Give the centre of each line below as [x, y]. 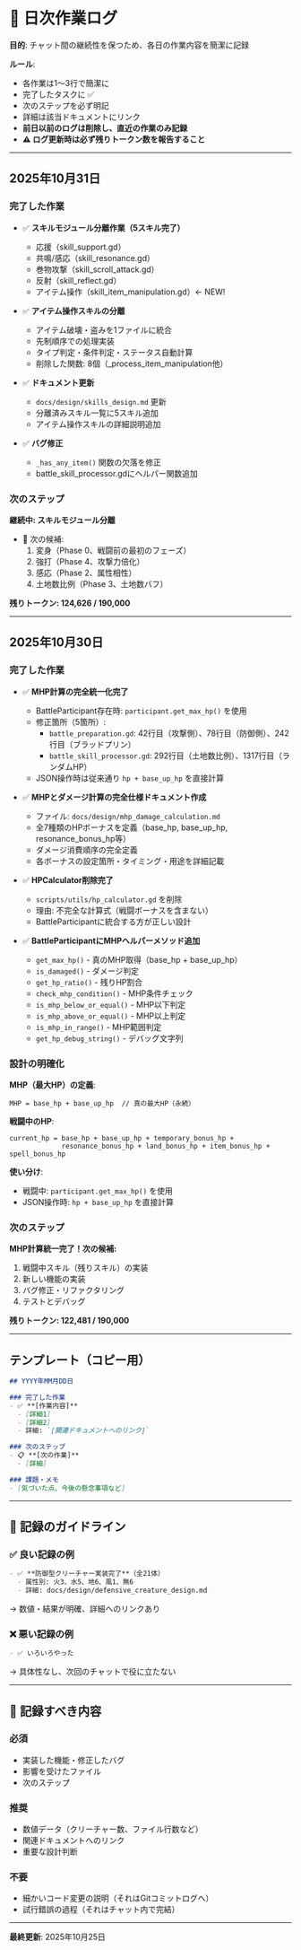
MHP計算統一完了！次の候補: [63, 1249]
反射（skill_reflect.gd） [78, 280]
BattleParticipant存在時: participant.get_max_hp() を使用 [142, 711]
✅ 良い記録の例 [42, 1554]
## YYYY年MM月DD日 [42, 1382]
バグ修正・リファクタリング [73, 1290]
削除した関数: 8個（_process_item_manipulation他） [132, 363]
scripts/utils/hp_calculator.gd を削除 [109, 899]
